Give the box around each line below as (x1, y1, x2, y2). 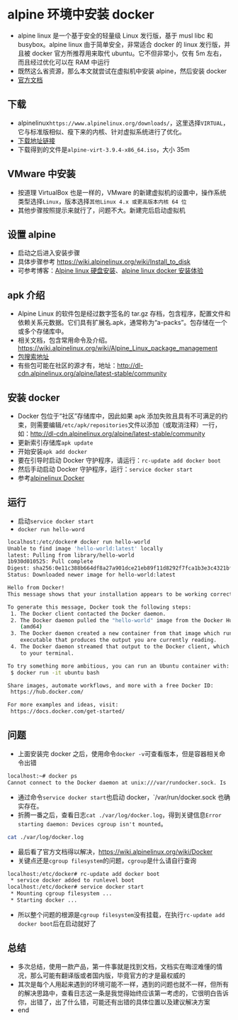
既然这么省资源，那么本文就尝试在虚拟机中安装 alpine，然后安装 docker (17, 67, 227, 75)
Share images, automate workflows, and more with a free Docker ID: (7, 682, 214, 689)
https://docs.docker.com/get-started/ (10, 708, 125, 715)
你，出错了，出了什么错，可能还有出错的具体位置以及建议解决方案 (17, 997, 210, 1006)
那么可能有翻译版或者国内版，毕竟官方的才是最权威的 (30, 971, 186, 980)
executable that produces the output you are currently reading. (20, 636, 217, 644)
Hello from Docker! (7, 584, 65, 592)
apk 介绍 (7, 289, 45, 301)
